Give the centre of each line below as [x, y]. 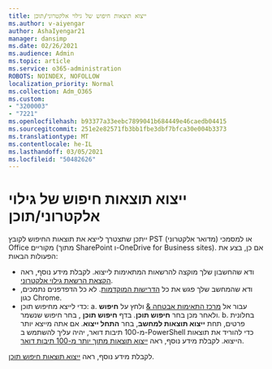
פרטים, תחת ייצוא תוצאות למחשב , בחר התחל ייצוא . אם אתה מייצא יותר [132, 324]
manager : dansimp [38, 39]
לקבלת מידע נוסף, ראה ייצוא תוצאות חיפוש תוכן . [81, 357]
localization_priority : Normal [61, 84]
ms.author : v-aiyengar [47, 24]
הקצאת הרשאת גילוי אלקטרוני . [67, 281]
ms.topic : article [39, 62]
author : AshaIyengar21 [47, 31]
